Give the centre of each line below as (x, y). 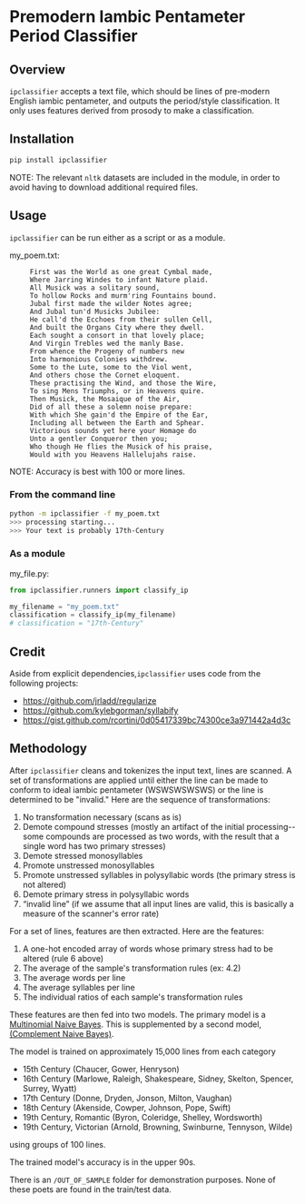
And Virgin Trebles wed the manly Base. (107, 343)
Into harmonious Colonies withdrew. (99, 359)
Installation (42, 139)
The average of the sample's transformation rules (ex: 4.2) (132, 968)
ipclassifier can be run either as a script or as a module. (118, 237)
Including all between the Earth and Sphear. (117, 423)
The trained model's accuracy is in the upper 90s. (103, 1162)
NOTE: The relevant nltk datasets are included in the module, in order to (145, 177)
